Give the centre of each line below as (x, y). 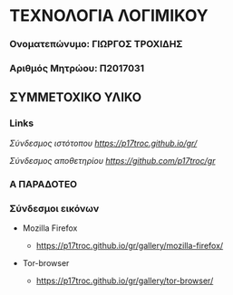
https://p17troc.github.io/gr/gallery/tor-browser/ (125, 281)
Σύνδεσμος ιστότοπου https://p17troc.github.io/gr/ (103, 143)
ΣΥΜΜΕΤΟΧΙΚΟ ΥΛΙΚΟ (76, 97)
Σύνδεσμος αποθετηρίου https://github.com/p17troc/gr (112, 160)
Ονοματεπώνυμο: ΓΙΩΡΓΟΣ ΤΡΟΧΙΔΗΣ (96, 44)
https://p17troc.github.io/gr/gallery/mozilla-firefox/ (130, 245)
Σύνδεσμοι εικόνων (54, 208)
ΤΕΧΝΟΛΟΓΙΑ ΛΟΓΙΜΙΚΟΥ (109, 16)
